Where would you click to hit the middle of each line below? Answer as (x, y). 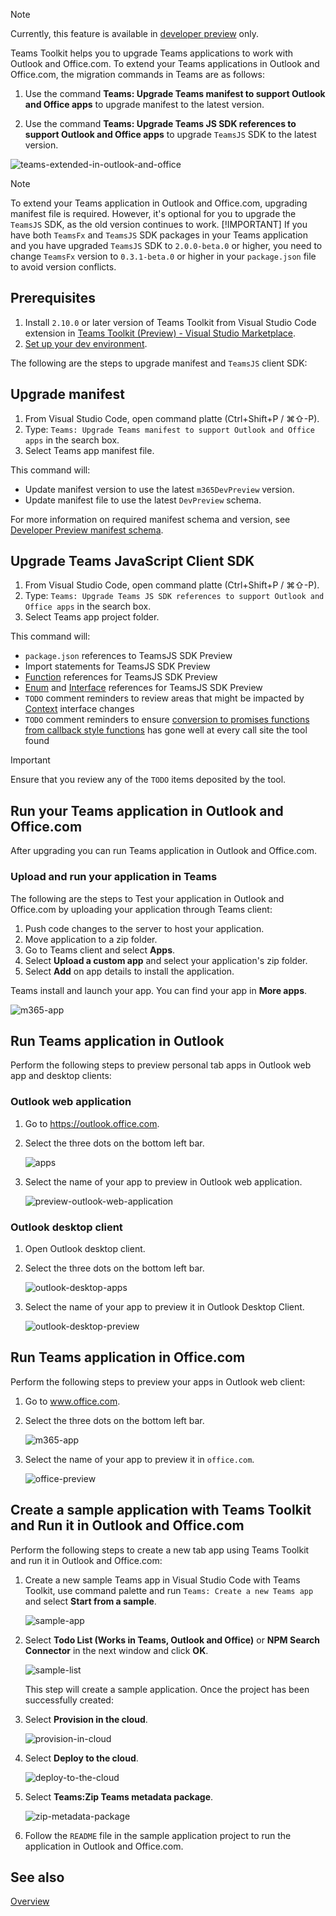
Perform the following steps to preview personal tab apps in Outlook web (161, 1065)
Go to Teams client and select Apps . (100, 950)
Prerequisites (53, 298)
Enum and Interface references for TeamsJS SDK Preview (143, 688)
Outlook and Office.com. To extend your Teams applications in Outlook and (165, 63)
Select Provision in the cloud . (86, 1719)
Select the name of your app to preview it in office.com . (139, 1459)
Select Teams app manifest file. (89, 450)
